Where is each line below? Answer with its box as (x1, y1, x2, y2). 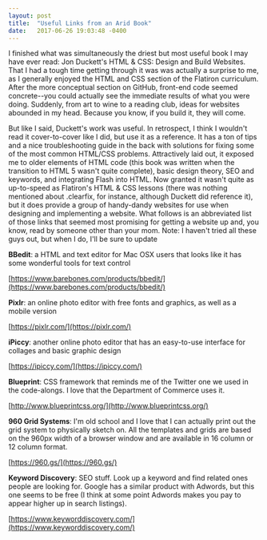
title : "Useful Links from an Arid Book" (8, 19, 152, 27)
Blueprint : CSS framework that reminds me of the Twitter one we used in (8, 377, 249, 387)
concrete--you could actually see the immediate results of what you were (8, 91, 250, 101)
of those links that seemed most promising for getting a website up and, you (8, 217, 260, 227)
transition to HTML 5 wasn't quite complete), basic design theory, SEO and (8, 166, 254, 176)
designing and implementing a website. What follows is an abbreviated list (8, 209, 252, 219)
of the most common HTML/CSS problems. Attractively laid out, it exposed (8, 149, 254, 159)
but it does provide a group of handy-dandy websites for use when (8, 200, 229, 210)
